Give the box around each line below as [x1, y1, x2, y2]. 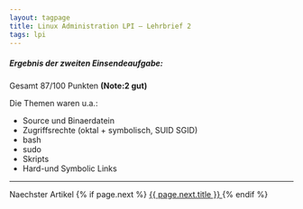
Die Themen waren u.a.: [9, 98, 98, 109]
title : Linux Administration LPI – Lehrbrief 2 [9, 22, 192, 31]
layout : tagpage [9, 13, 70, 23]
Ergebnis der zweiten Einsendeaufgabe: [9, 58, 164, 68]
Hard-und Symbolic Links [22, 163, 117, 174]
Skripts [22, 154, 50, 165]
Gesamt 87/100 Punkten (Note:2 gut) [9, 80, 148, 91]
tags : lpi [9, 30, 47, 39]
